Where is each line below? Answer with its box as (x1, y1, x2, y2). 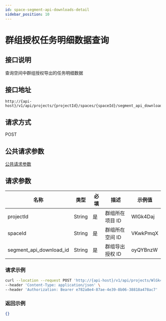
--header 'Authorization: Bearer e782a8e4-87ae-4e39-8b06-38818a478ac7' (5, 287, 158, 292)
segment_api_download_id (7, 246, 69, 253)
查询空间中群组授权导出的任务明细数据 (5, 70, 83, 76)
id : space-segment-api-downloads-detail (5, 7, 90, 12)
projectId (7, 213, 29, 220)
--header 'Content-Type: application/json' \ (5, 282, 100, 287)
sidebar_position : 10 (5, 12, 50, 17)
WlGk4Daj (131, 213, 155, 220)
